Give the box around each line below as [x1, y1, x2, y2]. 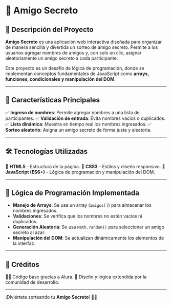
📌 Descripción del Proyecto [5, 25, 94, 34]
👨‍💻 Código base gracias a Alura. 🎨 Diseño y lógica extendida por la [5, 274, 147, 280]
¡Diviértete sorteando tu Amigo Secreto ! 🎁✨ [5, 294, 97, 300]
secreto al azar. [12, 229, 46, 236]
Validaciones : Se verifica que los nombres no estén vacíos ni [12, 213, 142, 219]
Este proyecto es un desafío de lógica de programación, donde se [5, 65, 144, 71]
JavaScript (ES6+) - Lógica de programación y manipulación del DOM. [5, 169, 155, 175]
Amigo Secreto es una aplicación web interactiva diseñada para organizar [5, 39, 162, 45]
